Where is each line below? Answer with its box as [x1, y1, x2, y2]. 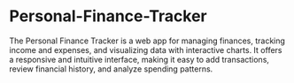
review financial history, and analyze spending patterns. [9, 64, 213, 74]
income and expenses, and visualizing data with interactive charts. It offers [9, 44, 282, 55]
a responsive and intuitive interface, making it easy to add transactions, [9, 54, 270, 64]
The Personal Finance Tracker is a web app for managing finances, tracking [9, 35, 286, 46]
